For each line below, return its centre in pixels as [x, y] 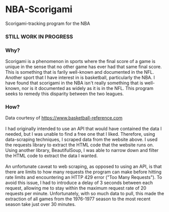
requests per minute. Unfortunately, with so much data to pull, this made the [85, 194]
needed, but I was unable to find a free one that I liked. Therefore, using [80, 134]
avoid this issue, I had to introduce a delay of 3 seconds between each [79, 183]
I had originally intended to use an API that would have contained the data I [83, 129]
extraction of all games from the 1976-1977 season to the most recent [78, 199]
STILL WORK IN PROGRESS [39, 37]
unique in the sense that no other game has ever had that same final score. [83, 67]
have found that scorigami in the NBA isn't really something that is [74, 83]
